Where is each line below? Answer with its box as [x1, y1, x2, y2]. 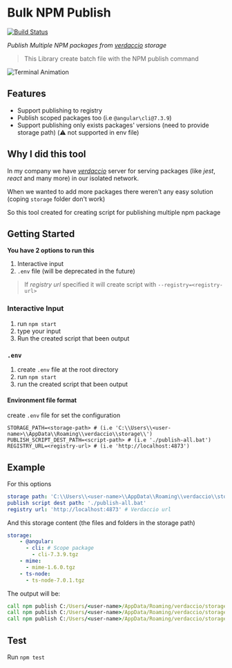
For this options [7, 479, 52, 488]
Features [7, 88, 46, 99]
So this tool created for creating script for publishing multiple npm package [7, 208, 221, 216]
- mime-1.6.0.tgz [25, 564, 76, 571]
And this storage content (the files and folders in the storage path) [7, 518, 195, 526]
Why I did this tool [7, 149, 86, 160]
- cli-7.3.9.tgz [32, 551, 79, 558]
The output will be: [7, 589, 61, 598]
